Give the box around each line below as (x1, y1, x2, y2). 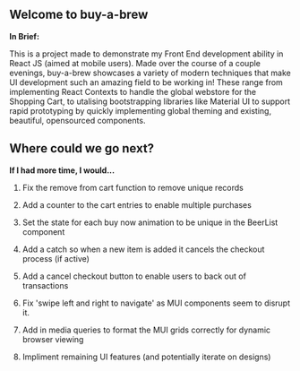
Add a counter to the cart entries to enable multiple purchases (21, 199, 253, 210)
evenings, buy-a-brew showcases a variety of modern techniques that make (9, 67, 291, 78)
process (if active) (21, 253, 90, 263)
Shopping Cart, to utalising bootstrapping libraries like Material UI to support (9, 96, 291, 107)
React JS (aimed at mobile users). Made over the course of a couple (9, 57, 261, 68)
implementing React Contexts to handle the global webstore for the (9, 86, 257, 97)
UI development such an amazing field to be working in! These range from (9, 76, 284, 88)
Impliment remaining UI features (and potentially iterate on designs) (21, 351, 271, 362)
